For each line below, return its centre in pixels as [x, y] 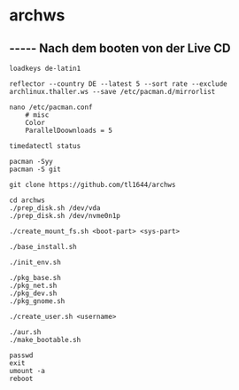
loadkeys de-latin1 [45, 68]
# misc [37, 115]
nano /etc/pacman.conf [51, 107]
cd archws [27, 200]
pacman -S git [35, 169]
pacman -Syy [31, 161]
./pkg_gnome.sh [37, 301]
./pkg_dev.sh [33, 293]
